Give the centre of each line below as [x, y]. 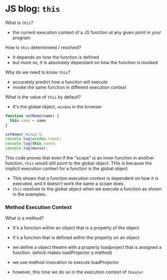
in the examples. [29, 194]
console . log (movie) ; [27, 149]
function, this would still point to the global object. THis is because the [78, 163]
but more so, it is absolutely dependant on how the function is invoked [85, 62]
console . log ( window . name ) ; [33, 139]
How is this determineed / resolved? [43, 47]
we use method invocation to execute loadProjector [66, 262]
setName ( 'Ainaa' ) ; [24, 134]
